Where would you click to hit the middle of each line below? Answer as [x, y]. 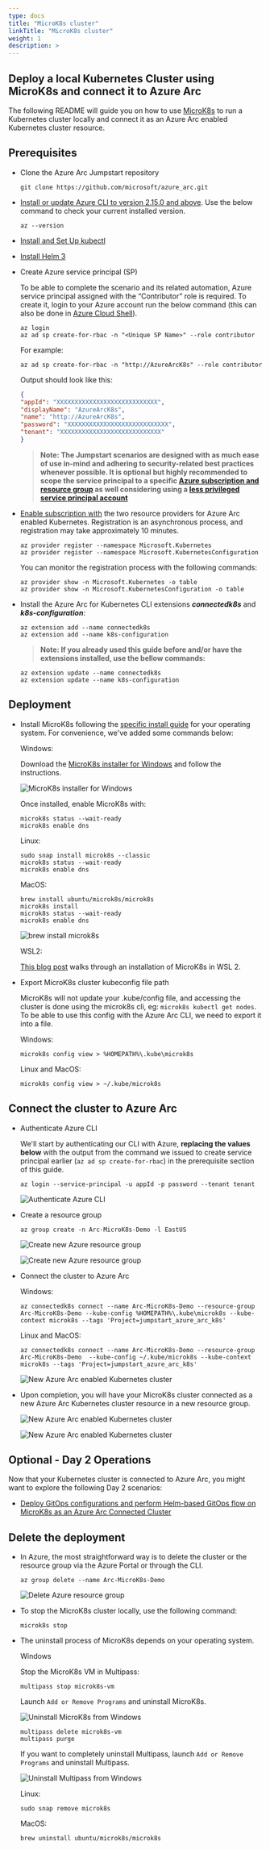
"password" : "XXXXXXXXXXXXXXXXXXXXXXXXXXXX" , [98, 424]
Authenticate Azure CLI [59, 1128]
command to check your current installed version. [102, 211]
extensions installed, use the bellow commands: [123, 658]
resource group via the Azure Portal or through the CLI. [112, 1565]
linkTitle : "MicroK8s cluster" [61, 31]
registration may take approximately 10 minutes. [100, 530]
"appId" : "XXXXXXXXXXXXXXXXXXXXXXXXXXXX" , [92, 402]
